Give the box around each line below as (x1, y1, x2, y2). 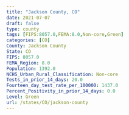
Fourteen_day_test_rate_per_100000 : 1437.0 (6, 83, 119, 89)
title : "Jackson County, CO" (6, 9, 80, 15)
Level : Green (6, 94, 40, 100)
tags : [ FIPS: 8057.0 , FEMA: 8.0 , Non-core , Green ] (6, 32, 124, 38)
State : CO (6, 49, 32, 55)
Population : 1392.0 (6, 65, 56, 72)
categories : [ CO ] (6, 37, 51, 43)
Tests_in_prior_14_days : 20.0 (6, 77, 83, 83)
